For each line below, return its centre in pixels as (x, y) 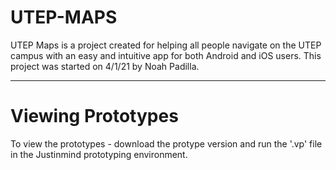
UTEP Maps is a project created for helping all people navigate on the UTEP (166, 45)
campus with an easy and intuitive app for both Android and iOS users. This (166, 55)
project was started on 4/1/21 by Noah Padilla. (105, 66)
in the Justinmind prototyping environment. (99, 154)
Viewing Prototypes (94, 116)
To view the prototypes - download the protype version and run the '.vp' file (166, 143)
